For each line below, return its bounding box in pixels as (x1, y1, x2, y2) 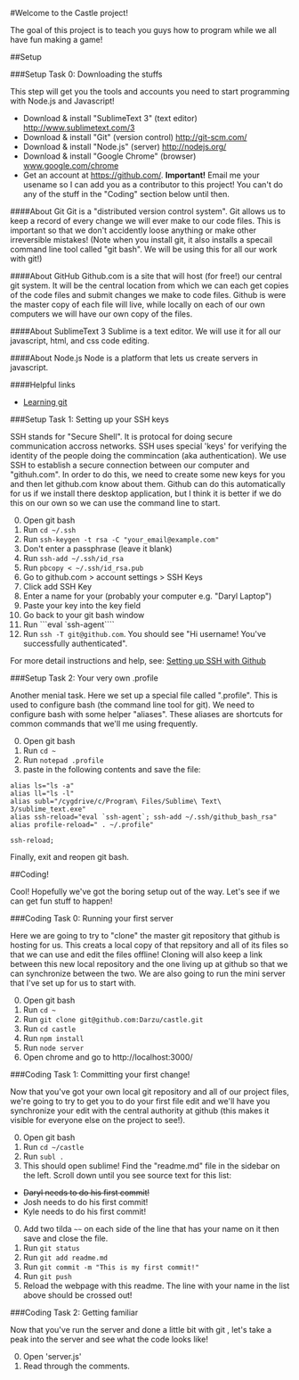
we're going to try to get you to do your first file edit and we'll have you (10, 1096, 271, 1106)
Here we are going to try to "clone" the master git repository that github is (10, 930, 280, 940)
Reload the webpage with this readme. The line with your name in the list (22, 1280, 290, 1291)
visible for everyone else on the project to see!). (10, 1115, 186, 1125)
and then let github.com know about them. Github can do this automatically (10, 479, 286, 489)
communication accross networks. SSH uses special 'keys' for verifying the (10, 441, 287, 451)
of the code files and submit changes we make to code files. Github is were (10, 290, 287, 300)
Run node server (22, 1043, 85, 1053)
